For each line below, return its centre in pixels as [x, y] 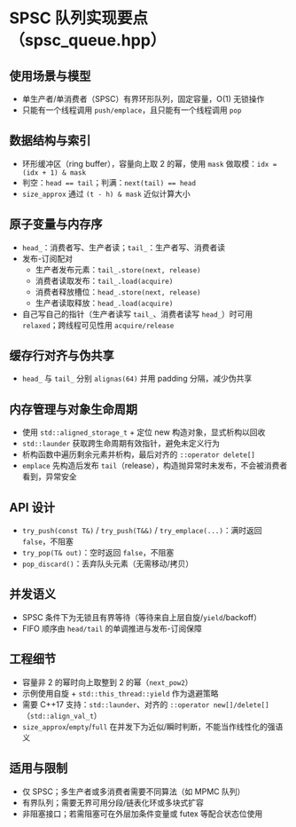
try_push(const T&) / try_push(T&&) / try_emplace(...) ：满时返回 [142, 531]
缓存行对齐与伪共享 [62, 356]
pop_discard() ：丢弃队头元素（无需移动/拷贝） [107, 563]
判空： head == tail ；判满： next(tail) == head [109, 182]
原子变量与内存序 [56, 224]
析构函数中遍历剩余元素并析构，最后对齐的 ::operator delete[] [138, 454]
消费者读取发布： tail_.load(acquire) [104, 280]
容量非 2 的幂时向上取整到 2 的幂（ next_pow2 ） [107, 682]
